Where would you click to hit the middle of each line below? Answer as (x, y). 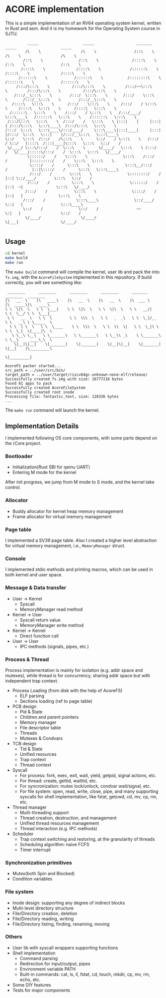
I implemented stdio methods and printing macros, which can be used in (79, 569)
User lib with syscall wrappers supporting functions (65, 948)
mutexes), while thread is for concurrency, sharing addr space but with (78, 675)
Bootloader (19, 457)
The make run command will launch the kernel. (52, 410)
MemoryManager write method (52, 625)
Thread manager (30, 807)
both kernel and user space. (34, 575)
